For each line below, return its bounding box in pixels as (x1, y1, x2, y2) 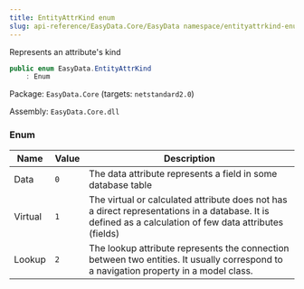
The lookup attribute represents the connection (89, 241, 290, 254)
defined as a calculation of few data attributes (89, 216, 283, 228)
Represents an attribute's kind (9, 46, 121, 57)
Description (163, 152, 215, 164)
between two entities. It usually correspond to (89, 253, 283, 266)
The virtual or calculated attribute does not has (89, 193, 288, 206)
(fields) (89, 227, 120, 239)
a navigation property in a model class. (89, 264, 253, 276)
